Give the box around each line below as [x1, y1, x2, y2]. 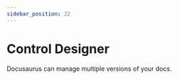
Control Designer [6, 40, 110, 57]
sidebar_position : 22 [6, 10, 71, 18]
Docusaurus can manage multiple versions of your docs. [6, 64, 172, 73]
